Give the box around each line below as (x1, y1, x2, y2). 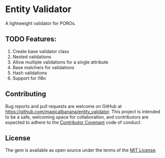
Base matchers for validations (12, 64, 74, 70)
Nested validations (12, 54, 51, 60)
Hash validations (12, 70, 47, 76)
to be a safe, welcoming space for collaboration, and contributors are (5, 114, 149, 120)
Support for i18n (12, 75, 46, 81)
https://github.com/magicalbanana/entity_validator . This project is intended (5, 109, 160, 115)
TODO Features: (5, 35, 57, 43)
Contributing (5, 90, 46, 98)
